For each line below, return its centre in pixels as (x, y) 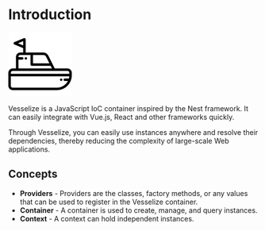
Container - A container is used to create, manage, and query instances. (138, 210)
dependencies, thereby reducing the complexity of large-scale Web (119, 141)
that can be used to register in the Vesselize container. (109, 202)
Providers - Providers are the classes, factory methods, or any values (134, 193)
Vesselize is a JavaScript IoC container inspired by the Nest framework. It (128, 108)
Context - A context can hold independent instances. (107, 218)
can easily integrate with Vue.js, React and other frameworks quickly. (121, 117)
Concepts (33, 174)
